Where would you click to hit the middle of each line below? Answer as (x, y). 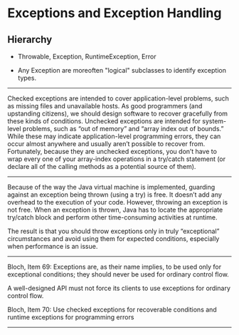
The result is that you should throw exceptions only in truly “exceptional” (113, 231)
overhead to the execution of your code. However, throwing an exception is (118, 202)
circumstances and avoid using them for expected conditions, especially (113, 239)
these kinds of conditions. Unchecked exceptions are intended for (104, 121)
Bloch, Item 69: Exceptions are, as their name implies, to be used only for (115, 267)
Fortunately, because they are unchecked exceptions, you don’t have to (112, 151)
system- (214, 121)
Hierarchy (30, 40)
